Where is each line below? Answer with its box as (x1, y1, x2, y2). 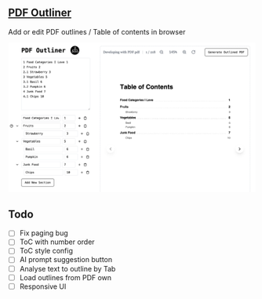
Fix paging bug (19, 228, 68, 238)
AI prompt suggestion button (19, 255, 113, 264)
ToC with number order (19, 237, 96, 246)
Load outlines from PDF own (19, 272, 112, 282)
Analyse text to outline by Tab (19, 264, 116, 273)
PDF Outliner (8, 6, 72, 20)
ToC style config (19, 246, 73, 256)
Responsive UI (19, 282, 67, 291)
